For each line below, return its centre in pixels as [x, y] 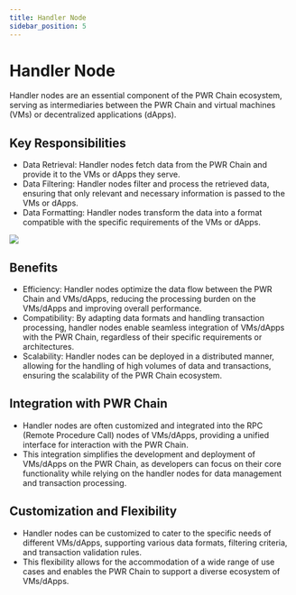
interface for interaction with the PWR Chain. [106, 444]
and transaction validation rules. [82, 552]
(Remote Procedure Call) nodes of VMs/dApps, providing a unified [146, 435]
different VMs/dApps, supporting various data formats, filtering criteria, [155, 543]
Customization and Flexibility [93, 512]
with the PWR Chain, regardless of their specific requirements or [142, 337]
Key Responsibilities [68, 143]
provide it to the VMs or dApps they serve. [101, 174]
